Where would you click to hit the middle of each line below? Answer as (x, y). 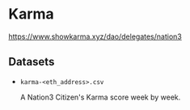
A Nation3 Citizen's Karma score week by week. (100, 97)
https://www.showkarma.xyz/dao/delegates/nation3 (95, 36)
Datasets (32, 62)
